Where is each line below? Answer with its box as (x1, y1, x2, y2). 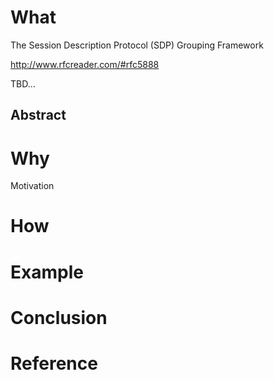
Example (10, 261, 84, 283)
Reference (10, 352, 98, 375)
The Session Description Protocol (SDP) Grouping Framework (10, 39, 264, 51)
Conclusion (10, 306, 108, 329)
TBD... (10, 77, 36, 90)
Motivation (10, 180, 55, 192)
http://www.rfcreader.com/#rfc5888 (10, 58, 160, 70)
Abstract (10, 107, 67, 124)
